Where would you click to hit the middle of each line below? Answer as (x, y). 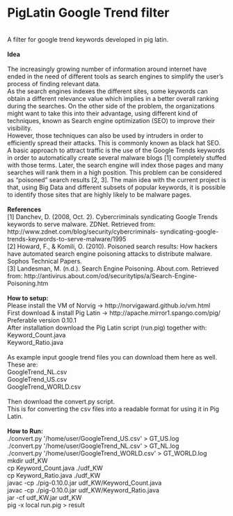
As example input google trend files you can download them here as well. (112, 357)
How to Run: (25, 431)
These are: (23, 364)
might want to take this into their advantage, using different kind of (103, 113)
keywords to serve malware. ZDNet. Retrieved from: (81, 224)
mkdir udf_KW (27, 460)
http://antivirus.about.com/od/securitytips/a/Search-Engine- (111, 275)
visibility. (20, 128)
